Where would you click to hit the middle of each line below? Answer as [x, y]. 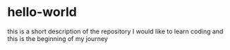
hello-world [42, 12]
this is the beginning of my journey [57, 38]
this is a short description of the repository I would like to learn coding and [115, 31]
